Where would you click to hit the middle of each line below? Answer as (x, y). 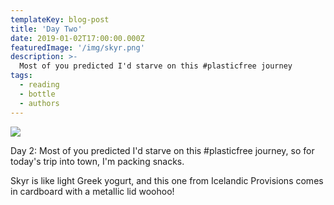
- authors (39, 103)
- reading (39, 85)
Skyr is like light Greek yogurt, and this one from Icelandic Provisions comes (167, 180)
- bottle (37, 94)
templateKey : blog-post (60, 19)
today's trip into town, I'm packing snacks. (97, 161)
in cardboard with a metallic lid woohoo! (92, 191)
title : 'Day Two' (46, 29)
